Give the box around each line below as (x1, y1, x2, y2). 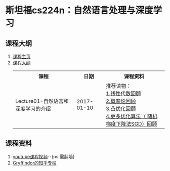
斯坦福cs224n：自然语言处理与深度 (5, 5, 153, 16)
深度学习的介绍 (15, 105, 51, 112)
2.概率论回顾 (105, 98, 136, 104)
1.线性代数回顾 (105, 90, 141, 97)
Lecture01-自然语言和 (15, 98, 69, 104)
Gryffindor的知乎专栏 (12, 160, 57, 166)
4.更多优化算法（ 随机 (105, 113, 158, 119)
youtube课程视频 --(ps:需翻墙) (12, 153, 75, 159)
